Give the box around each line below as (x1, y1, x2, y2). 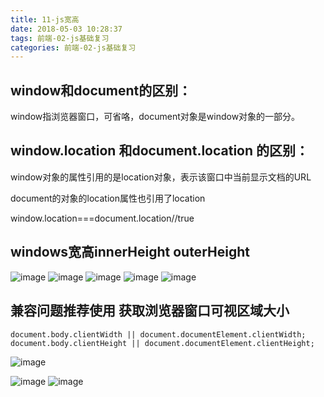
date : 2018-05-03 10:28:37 (10, 24, 123, 34)
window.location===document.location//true (10, 212, 195, 224)
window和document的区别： (10, 82, 192, 99)
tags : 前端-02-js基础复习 (10, 33, 110, 43)
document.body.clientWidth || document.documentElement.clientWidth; (10, 329, 307, 340)
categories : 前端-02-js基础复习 (10, 42, 137, 53)
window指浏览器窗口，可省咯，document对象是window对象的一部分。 (10, 111, 301, 123)
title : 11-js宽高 (10, 14, 80, 25)
